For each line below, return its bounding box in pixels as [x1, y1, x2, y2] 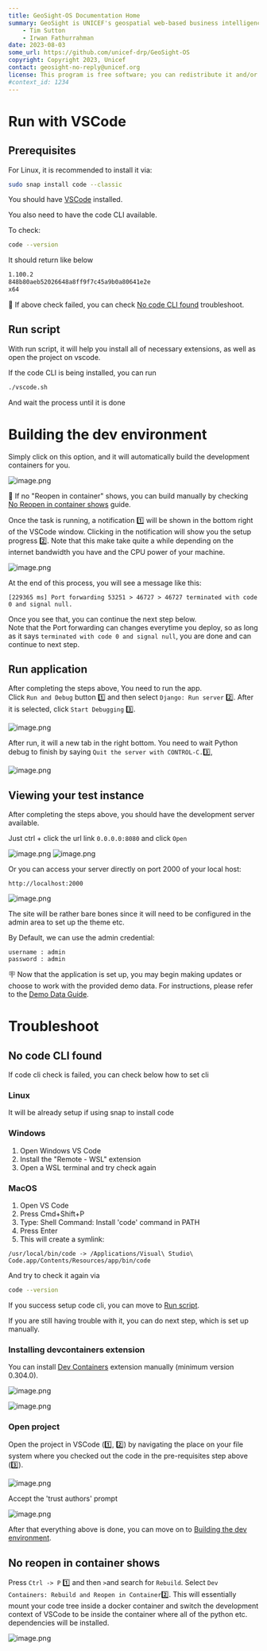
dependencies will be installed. [8, 1618, 110, 1628]
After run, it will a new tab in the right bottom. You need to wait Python [8, 738, 238, 748]
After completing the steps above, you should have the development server [8, 810, 255, 820]
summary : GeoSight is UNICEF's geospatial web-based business [8, 19, 219, 27]
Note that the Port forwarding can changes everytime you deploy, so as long [8, 622, 258, 632]
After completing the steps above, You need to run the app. [8, 684, 203, 693]
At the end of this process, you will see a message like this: [8, 578, 202, 587]
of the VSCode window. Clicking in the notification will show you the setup [8, 526, 252, 537]
